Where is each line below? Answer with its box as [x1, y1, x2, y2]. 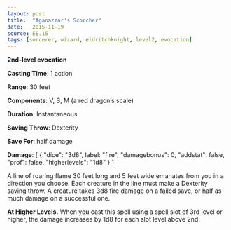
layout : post [7, 10, 45, 18]
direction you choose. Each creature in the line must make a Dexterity [7, 180, 208, 188]
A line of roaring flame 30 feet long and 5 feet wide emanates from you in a [7, 172, 224, 180]
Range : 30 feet [7, 83, 51, 91]
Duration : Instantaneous [7, 110, 78, 119]
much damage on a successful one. [7, 194, 111, 203]
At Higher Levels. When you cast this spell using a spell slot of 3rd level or [7, 208, 223, 216]
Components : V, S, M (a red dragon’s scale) [7, 96, 134, 105]
